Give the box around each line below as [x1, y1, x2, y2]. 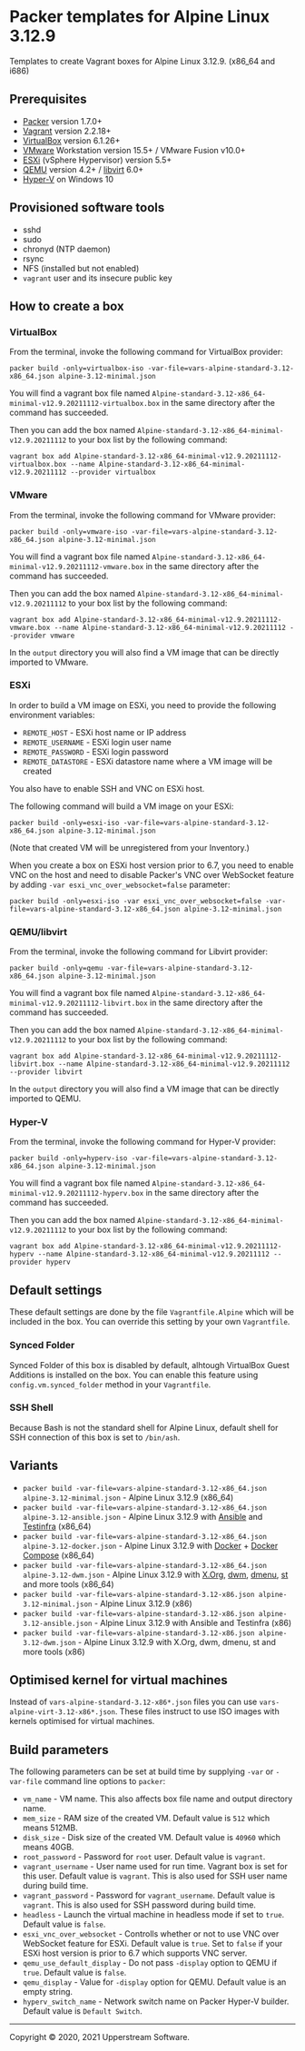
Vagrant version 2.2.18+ [22, 125, 112, 136]
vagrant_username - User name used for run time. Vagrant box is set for [22, 1861, 288, 1872]
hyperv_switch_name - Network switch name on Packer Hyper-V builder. [22, 1996, 290, 2007]
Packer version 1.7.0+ [22, 115, 103, 126]
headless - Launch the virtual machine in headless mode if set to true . [22, 1909, 285, 1920]
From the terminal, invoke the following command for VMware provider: [9, 509, 277, 520]
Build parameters [9, 1741, 109, 1758]
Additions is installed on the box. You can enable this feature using [9, 1369, 259, 1380]
